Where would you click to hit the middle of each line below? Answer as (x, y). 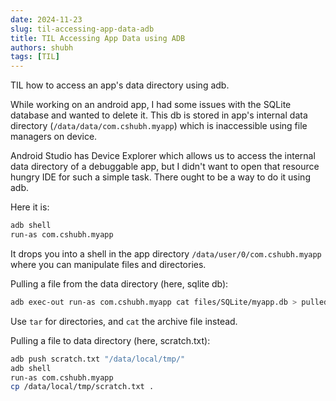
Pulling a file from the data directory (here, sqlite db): (119, 283)
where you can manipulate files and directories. (108, 264)
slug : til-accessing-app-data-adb (82, 29)
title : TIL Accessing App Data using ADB (98, 38)
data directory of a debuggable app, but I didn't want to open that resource (165, 167)
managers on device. (54, 137)
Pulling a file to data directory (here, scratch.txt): (110, 340)
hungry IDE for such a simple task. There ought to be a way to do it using (160, 177)
